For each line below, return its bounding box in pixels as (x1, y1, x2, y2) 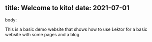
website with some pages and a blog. (5, 31, 81, 37)
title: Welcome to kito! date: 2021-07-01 (5, 4, 129, 12)
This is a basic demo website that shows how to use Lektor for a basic (5, 26, 148, 32)
